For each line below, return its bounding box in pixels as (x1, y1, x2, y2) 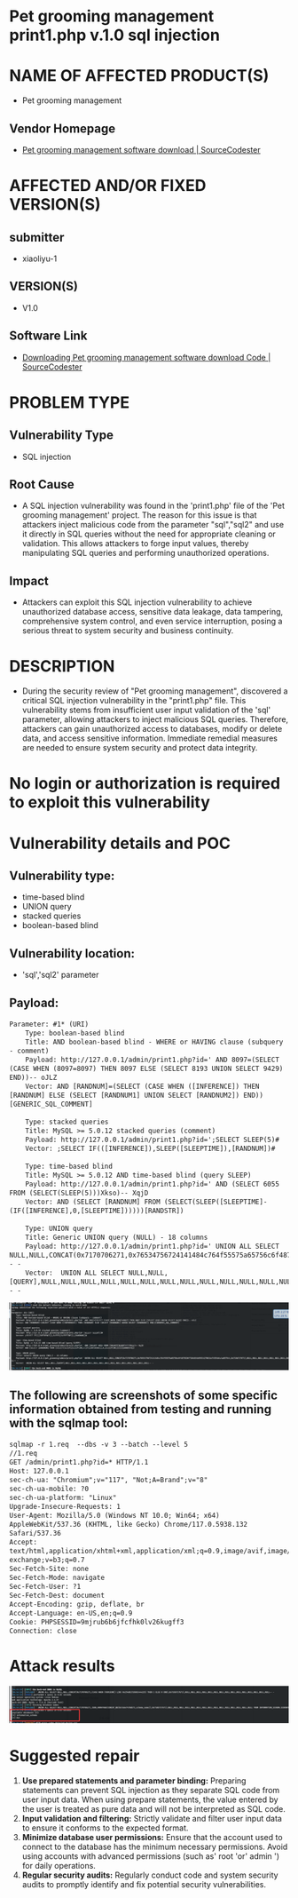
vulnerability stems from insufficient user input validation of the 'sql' (21, 704, 271, 716)
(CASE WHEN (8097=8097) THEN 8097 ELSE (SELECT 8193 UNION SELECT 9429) (9, 1064, 284, 1073)
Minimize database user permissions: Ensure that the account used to (21, 1832, 283, 1843)
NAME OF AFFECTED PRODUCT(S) (9, 66, 270, 86)
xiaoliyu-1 (21, 253, 58, 264)
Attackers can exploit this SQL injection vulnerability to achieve (21, 597, 253, 608)
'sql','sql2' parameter (21, 970, 99, 981)
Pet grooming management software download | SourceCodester (21, 144, 261, 155)
